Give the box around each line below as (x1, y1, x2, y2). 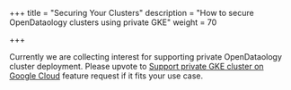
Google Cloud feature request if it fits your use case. (9, 70, 204, 81)
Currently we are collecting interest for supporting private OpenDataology (9, 52, 283, 61)
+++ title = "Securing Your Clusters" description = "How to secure (9, 8, 254, 18)
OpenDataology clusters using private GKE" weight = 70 (9, 17, 217, 28)
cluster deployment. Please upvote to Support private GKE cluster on (9, 61, 264, 71)
